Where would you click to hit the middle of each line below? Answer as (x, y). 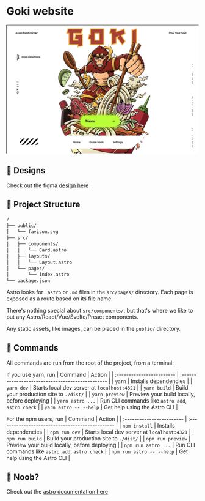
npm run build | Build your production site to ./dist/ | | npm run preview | (99, 438)
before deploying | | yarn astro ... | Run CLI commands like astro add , (97, 400)
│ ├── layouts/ (28, 256)
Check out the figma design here (48, 185)
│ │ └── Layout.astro (39, 262)
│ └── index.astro (38, 274)
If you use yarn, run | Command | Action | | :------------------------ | (92, 374)
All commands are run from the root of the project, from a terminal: (90, 363)
